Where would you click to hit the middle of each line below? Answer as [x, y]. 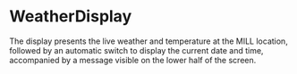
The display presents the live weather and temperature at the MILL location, [148, 41]
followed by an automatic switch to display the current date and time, [136, 50]
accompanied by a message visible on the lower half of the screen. [133, 60]
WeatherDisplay [71, 16]
